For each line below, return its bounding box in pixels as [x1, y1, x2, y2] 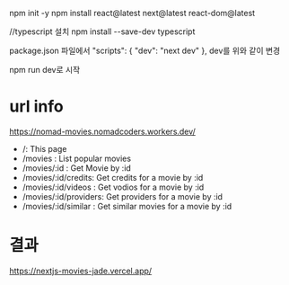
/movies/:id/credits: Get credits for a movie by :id [22, 172, 204, 183]
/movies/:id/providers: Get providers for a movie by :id [22, 191, 223, 201]
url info [9, 96, 65, 117]
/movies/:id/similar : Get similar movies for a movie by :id [22, 200, 232, 211]
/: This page [22, 143, 67, 154]
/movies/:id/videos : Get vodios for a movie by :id [22, 182, 205, 192]
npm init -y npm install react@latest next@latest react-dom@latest [9, 8, 256, 18]
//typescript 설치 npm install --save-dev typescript [9, 26, 196, 37]
